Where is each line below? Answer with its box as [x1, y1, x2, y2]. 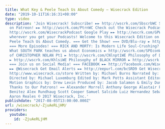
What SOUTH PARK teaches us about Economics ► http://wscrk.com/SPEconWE [9, 48, 164, 53]
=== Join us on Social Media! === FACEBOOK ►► [9, 62, 107, 67]
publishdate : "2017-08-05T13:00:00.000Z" [5, 99, 91, 103]
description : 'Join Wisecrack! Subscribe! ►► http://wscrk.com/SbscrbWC [5, 21, 157, 26]
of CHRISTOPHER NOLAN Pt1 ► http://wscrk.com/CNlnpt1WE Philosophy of [9, 52, 157, 58]
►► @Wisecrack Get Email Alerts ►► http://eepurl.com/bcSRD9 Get [9, 67, 146, 72]
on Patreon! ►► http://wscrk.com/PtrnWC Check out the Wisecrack [9, 26, 146, 30]
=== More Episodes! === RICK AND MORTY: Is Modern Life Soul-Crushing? [9, 44, 160, 49]
